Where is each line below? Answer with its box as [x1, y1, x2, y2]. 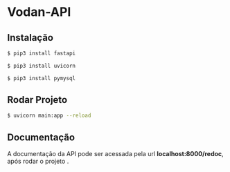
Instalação [7, 32, 54, 44]
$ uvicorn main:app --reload [7, 112, 91, 120]
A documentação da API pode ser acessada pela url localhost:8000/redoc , [7, 150, 224, 158]
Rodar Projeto [7, 94, 68, 106]
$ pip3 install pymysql [7, 75, 76, 82]
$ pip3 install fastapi [7, 50, 76, 57]
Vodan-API [7, 4, 71, 20]
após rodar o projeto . [7, 157, 69, 166]
